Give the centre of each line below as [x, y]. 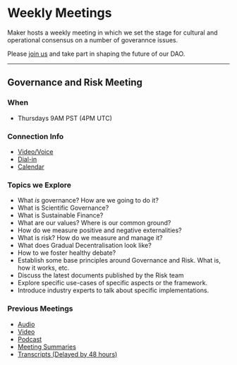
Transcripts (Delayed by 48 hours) [67, 354]
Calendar [31, 167]
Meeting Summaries [47, 347]
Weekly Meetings [60, 13]
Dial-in [27, 159]
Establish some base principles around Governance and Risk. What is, [119, 261]
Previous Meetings [40, 309]
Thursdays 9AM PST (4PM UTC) [65, 118]
